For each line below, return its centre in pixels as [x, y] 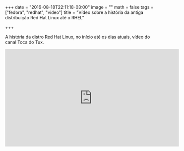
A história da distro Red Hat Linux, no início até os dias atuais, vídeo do [78, 37]
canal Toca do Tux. [25, 42]
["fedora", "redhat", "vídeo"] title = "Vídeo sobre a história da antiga [74, 12]
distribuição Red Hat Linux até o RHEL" [45, 18]
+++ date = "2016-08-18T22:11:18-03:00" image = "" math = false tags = [79, 7]
